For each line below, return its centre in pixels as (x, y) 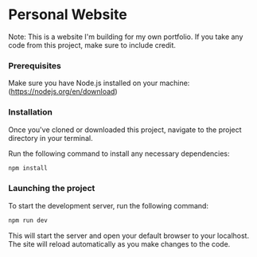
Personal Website (68, 15)
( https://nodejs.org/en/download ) (63, 92)
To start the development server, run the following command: (109, 205)
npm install (28, 168)
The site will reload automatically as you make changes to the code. (119, 243)
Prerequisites (35, 65)
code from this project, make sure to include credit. (92, 45)
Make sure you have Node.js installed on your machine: (99, 83)
